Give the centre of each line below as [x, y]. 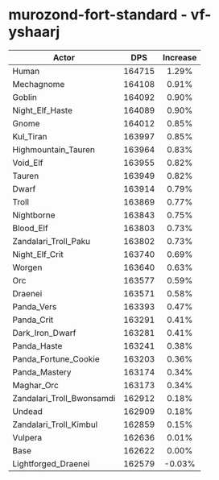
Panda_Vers [35, 306]
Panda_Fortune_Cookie [56, 358]
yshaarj [34, 32]
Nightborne [34, 215]
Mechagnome [39, 84]
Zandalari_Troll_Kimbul [55, 424]
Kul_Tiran [30, 136]
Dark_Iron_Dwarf [44, 333]
